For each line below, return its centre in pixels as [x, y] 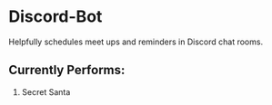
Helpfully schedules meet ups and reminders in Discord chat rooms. [136, 42]
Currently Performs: [67, 70]
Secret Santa [46, 91]
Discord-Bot [55, 17]
